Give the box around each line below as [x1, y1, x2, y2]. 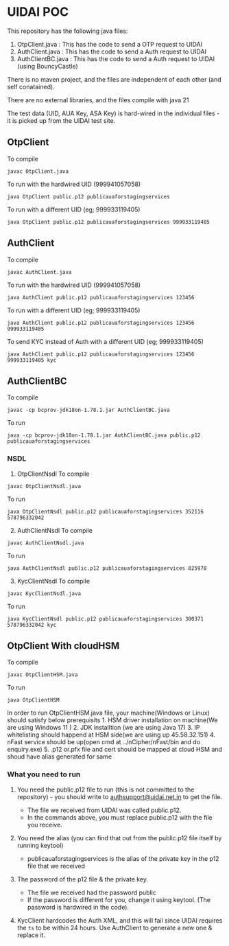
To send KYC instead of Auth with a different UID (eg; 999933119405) [7, 337, 204, 345]
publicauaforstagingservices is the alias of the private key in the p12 [27, 854, 219, 862]
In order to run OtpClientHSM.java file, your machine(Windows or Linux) [7, 708, 210, 717]
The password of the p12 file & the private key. [16, 875, 149, 883]
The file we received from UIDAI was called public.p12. [27, 806, 182, 814]
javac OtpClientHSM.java [7, 671, 78, 678]
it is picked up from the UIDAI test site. [7, 116, 116, 124]
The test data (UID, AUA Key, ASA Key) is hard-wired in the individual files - [7, 109, 220, 117]
